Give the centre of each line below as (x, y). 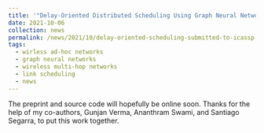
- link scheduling (46, 74)
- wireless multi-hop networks (66, 67)
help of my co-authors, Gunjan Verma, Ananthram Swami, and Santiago (124, 112)
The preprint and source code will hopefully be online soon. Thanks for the (129, 104)
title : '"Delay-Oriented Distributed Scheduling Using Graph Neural (123, 15)
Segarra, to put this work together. (64, 120)
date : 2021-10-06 (37, 23)
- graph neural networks (56, 60)
